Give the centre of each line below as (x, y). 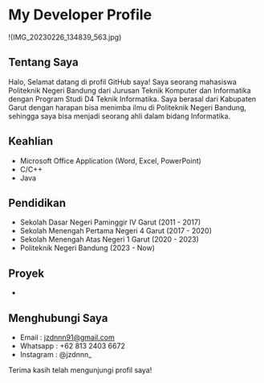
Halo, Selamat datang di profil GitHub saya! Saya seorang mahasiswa (122, 81)
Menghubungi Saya (58, 318)
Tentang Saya (43, 62)
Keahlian (31, 141)
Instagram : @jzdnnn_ (56, 354)
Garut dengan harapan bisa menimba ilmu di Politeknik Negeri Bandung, (128, 107)
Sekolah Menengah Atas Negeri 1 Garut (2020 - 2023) (109, 240)
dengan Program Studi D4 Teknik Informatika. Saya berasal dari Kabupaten (132, 99)
